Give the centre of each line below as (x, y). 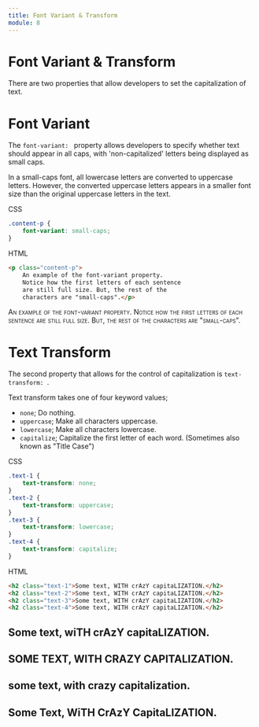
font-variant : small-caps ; (67, 231)
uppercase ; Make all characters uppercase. (89, 421)
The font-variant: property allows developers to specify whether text (124, 146)
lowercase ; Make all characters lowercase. (88, 430)
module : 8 (24, 23)
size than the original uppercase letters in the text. (89, 194)
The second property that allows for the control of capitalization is (115, 374)
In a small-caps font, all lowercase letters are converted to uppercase (121, 177)
